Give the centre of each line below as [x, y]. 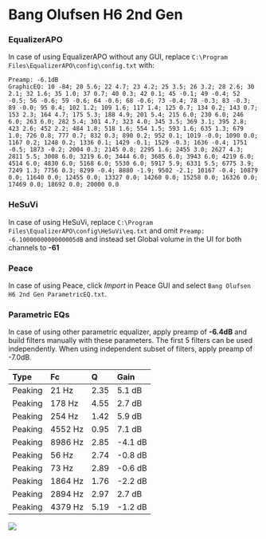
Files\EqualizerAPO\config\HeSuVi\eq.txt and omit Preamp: [107, 230]
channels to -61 [34, 247]
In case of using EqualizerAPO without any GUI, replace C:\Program [118, 57]
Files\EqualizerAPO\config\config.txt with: [82, 65]
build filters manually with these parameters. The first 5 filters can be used [131, 340]
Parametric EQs [39, 315]
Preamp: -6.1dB [33, 80]
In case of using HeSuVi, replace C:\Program [81, 222]
